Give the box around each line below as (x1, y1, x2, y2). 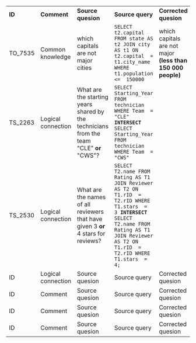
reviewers (76, 207, 104, 216)
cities (76, 64, 92, 72)
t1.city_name (114, 58, 150, 65)
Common (40, 46, 66, 53)
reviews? (76, 237, 101, 245)
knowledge (40, 53, 71, 61)
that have (76, 215, 103, 223)
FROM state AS (114, 35, 153, 41)
